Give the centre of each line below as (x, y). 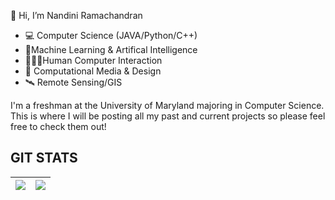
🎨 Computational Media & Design (93, 71)
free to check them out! (58, 126)
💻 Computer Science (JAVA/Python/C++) (111, 35)
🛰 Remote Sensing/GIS (73, 82)
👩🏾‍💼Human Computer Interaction (93, 60)
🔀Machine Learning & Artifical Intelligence (111, 49)
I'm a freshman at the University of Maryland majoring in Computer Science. (167, 105)
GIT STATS (44, 158)
